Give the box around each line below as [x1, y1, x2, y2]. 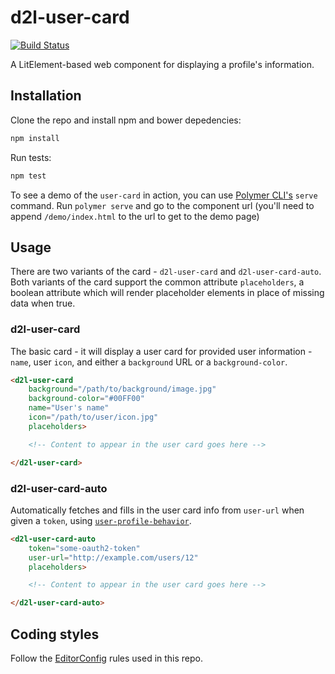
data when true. [10, 297, 76, 310]
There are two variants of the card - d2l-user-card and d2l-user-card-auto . [10, 266, 322, 278]
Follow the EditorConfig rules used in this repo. [10, 652, 204, 664]
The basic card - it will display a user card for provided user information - [10, 345, 313, 357]
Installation [10, 87, 82, 105]
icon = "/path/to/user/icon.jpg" [28, 412, 159, 423]
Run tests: [10, 151, 52, 163]
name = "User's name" [28, 403, 110, 413]
